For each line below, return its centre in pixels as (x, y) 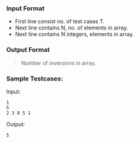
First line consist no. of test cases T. (60, 22)
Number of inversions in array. (58, 63)
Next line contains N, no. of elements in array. (71, 28)
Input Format (26, 8)
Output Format (28, 50)
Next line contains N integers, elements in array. (74, 34)
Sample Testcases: (35, 78)
